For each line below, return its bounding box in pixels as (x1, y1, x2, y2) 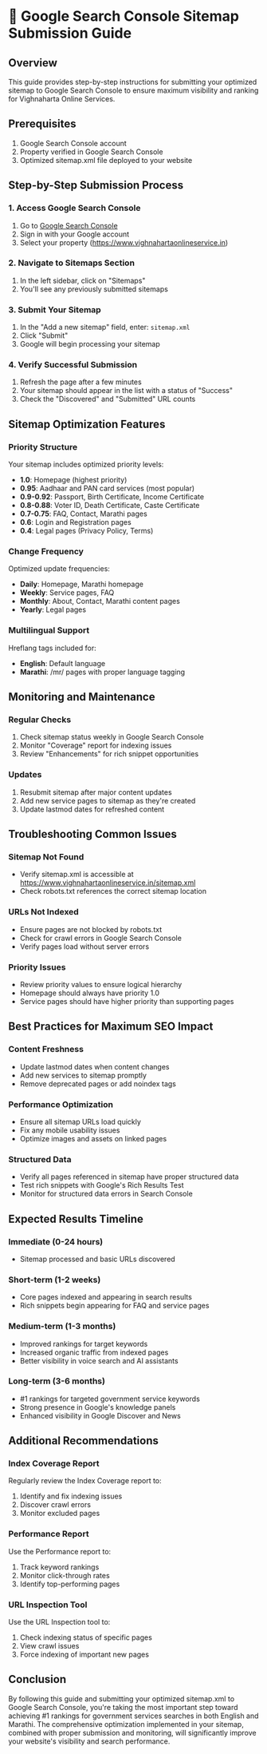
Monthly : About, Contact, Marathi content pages (19, 597, 181, 606)
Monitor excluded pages (19, 1509, 100, 1518)
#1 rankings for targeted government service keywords (19, 1394, 201, 1403)
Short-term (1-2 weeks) (8, 1274, 101, 1285)
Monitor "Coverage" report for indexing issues (19, 740, 172, 750)
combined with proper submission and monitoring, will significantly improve (8, 1728, 257, 1737)
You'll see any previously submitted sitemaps (19, 284, 169, 294)
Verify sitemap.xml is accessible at (19, 870, 134, 879)
